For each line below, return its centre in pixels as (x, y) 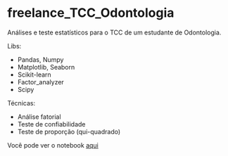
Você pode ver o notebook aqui (53, 145)
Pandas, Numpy (40, 59)
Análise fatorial (39, 117)
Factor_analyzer (41, 82)
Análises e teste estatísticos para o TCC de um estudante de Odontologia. (114, 32)
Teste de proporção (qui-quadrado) (69, 131)
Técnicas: (21, 103)
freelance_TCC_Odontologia (91, 13)
